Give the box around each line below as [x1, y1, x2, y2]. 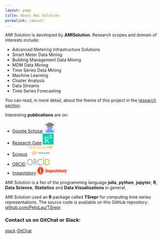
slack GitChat [5, 228, 32, 234]
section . [5, 103, 21, 109]
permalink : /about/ [5, 18, 45, 23]
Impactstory [12, 170, 36, 176]
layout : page [5, 8, 32, 13]
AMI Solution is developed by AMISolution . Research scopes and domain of [5, 32, 157, 38]
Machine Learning [12, 73, 49, 78]
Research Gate [12, 140, 42, 146]
